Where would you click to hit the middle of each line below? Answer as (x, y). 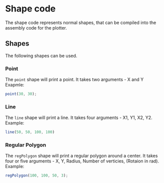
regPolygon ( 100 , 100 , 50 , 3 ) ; (37, 175)
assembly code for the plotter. (36, 27)
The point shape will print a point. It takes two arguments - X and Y (74, 79)
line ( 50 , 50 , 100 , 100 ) (30, 132)
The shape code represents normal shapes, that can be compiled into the (81, 22)
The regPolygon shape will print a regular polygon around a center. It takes (81, 156)
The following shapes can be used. (41, 55)
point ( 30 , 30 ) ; (21, 94)
